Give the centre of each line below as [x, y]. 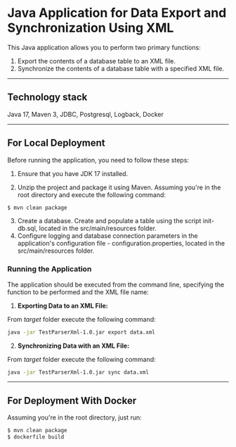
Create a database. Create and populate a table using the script [109, 221]
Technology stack [47, 97]
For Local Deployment [56, 143]
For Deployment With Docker [72, 400]
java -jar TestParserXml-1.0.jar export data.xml [81, 332]
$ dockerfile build [36, 437]
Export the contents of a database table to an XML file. [97, 61]
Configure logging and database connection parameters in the [107, 236]
